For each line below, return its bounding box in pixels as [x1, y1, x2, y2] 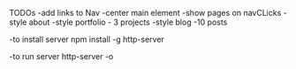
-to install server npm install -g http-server [9, 34, 165, 44]
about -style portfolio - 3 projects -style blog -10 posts [28, 17, 228, 27]
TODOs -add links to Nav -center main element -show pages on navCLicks [9, 8, 282, 18]
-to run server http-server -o [9, 51, 114, 61]
